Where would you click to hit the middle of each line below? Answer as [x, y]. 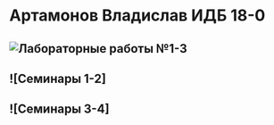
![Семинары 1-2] [58, 78]
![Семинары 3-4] [59, 109]
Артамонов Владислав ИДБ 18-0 [137, 16]
